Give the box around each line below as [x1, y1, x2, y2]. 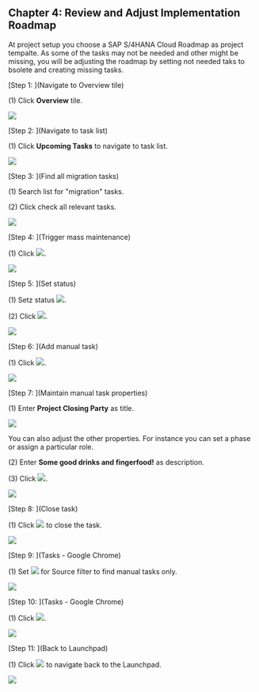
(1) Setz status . [8, 295, 67, 304]
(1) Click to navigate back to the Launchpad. [8, 660, 162, 669]
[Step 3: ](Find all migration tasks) [8, 171, 120, 181]
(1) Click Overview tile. [8, 95, 83, 105]
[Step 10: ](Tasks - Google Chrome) [8, 597, 124, 606]
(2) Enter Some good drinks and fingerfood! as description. [8, 457, 204, 466]
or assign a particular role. [8, 442, 94, 451]
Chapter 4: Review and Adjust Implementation [8, 6, 241, 20]
